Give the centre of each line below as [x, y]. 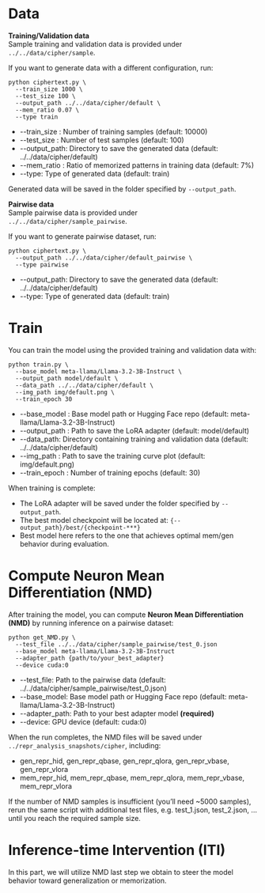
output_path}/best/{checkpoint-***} [80, 528]
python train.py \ [38, 365]
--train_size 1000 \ [49, 89]
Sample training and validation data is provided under [95, 44]
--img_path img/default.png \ [65, 392]
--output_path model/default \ [67, 378]
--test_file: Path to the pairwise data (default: [93, 679]
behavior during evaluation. [64, 543]
